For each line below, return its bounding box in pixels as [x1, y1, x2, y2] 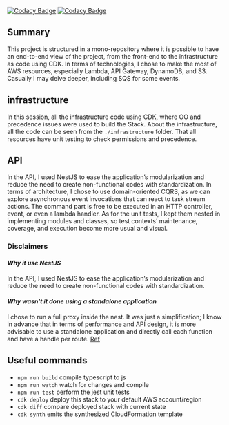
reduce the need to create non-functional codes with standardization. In [7, 180, 212, 189]
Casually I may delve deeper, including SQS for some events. [7, 74, 181, 82]
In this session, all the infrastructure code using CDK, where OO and [7, 113, 201, 121]
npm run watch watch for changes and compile [17, 380, 150, 388]
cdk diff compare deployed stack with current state [17, 402, 166, 410]
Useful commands [7, 355, 88, 366]
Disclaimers [7, 242, 48, 252]
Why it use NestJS [7, 258, 61, 267]
